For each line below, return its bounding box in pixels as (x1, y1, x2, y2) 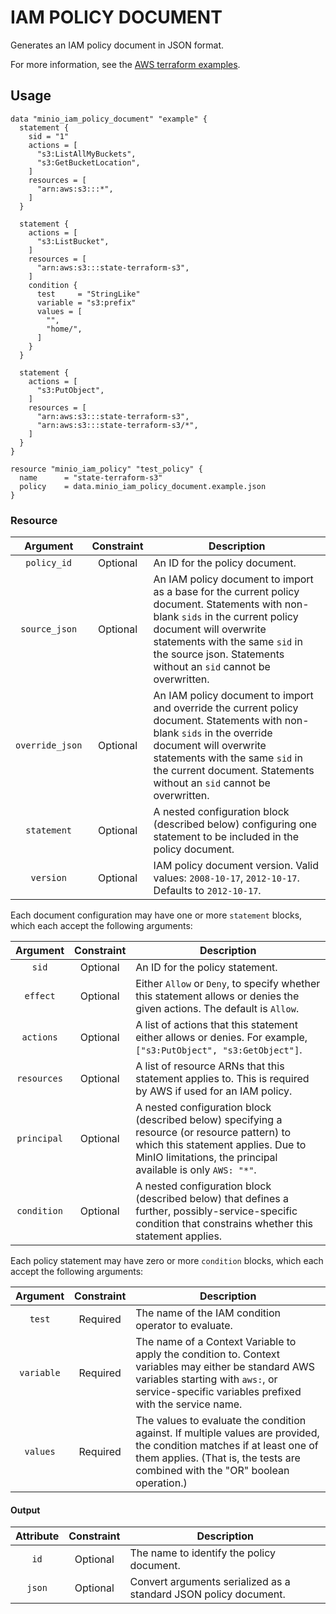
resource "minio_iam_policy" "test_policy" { (10, 464, 203, 474)
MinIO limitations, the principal (135, 1151, 278, 1165)
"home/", (46, 324, 83, 334)
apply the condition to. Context (135, 1347, 281, 1361)
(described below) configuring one (153, 817, 318, 831)
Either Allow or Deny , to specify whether (135, 977, 321, 991)
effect (24, 991, 56, 1002)
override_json (15, 740, 83, 751)
